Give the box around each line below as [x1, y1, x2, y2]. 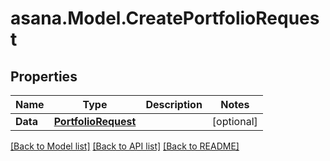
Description [145, 98, 203, 111]
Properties [10, 68, 78, 85]
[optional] [211, 115, 258, 128]
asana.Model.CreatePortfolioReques [10, 7, 320, 30]
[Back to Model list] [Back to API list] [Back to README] [10, 140, 240, 152]
